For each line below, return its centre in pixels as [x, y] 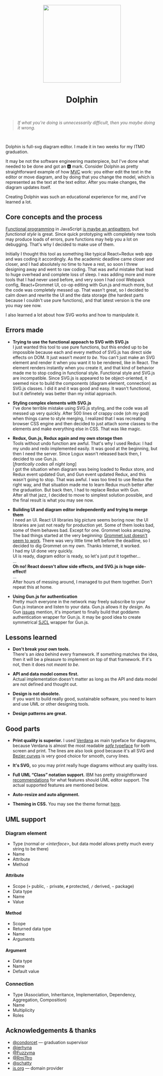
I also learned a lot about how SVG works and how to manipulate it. [73, 315]
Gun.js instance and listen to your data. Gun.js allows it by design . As [81, 607]
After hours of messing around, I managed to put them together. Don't [82, 582]
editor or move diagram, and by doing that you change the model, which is [80, 177]
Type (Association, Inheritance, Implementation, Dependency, [74, 994]
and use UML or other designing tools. [51, 704]
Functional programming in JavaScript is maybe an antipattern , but [72, 229]
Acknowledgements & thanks [51, 1031]
